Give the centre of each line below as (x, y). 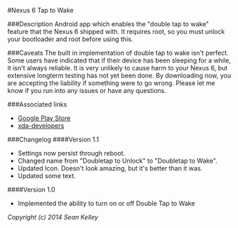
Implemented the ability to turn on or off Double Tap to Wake (106, 203)
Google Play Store (44, 118)
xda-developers (41, 126)
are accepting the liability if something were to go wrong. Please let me (111, 83)
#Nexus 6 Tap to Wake (40, 10)
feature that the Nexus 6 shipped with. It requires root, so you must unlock (116, 32)
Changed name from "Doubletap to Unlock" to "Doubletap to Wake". (118, 161)
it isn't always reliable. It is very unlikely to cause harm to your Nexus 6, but (118, 68)
